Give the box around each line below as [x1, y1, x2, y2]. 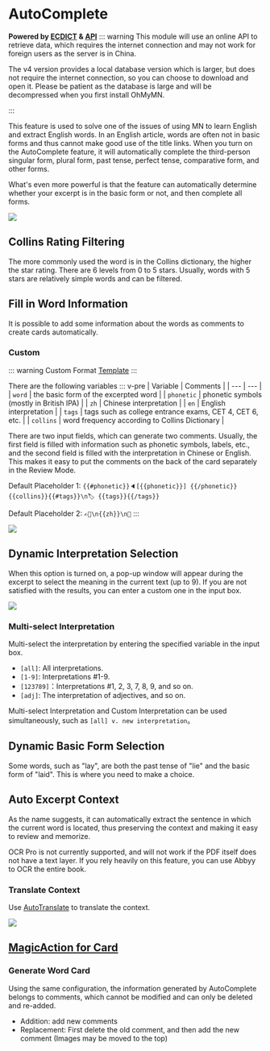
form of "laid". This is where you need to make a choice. [8, 769, 195, 779]
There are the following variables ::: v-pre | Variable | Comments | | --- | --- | [8, 380, 262, 391]
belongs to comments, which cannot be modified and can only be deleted [8, 992, 253, 1002]
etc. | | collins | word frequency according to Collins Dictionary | [8, 415, 224, 425]
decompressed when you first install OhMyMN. [8, 89, 165, 99]
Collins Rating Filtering [8, 235, 125, 249]
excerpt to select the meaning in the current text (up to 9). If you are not [8, 577, 247, 587]
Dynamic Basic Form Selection [8, 739, 165, 754]
